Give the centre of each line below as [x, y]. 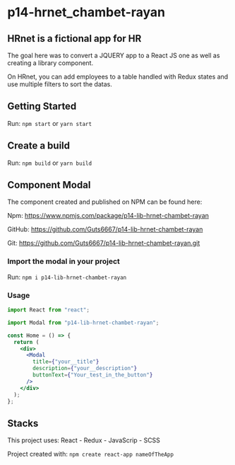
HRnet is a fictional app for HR [74, 39]
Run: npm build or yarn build [50, 163]
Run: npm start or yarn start [50, 123]
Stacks [23, 423]
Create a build [39, 146]
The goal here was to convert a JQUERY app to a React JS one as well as [114, 55]
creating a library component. [50, 63]
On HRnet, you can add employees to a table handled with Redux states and [118, 76]
